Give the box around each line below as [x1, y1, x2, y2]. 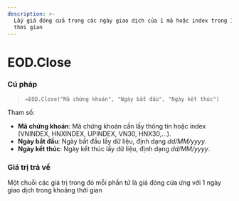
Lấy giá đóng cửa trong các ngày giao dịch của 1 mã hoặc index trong [14, 17, 228, 24]
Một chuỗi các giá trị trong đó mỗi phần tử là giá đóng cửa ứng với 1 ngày [7, 178, 222, 187]
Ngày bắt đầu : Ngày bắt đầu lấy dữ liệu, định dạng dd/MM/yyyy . [17, 136, 207, 146]
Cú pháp [7, 80, 38, 89]
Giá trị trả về [7, 162, 51, 172]
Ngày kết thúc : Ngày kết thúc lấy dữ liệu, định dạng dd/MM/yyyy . [17, 144, 211, 153]
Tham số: [7, 108, 36, 116]
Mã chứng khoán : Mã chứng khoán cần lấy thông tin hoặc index [17, 121, 206, 130]
